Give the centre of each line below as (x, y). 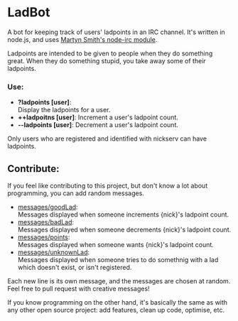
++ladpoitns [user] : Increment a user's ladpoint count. (98, 117)
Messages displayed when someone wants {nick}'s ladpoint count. (116, 245)
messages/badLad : (46, 222)
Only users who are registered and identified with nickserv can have (107, 138)
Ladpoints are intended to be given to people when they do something (110, 53)
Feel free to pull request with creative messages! (79, 289)
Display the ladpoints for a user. (64, 110)
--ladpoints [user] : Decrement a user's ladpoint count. (98, 125)
